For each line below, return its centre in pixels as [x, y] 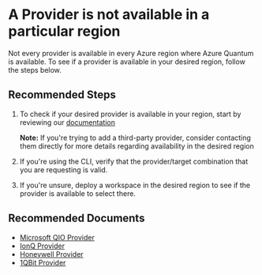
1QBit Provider [43, 262]
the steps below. [35, 70]
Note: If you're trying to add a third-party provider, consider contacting [135, 137]
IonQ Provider [42, 246]
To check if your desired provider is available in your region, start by [130, 114]
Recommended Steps [62, 95]
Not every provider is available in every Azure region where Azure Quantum [131, 53]
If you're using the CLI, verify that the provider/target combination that [134, 161]
